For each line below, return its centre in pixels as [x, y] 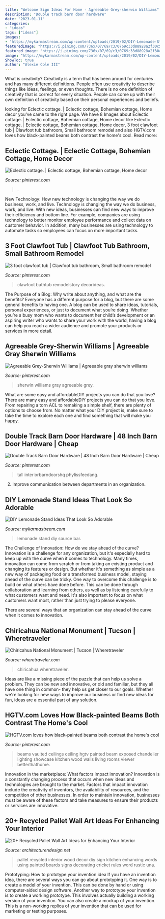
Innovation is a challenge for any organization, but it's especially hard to [78, 553]
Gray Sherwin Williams [41, 354]
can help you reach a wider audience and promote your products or [73, 325]
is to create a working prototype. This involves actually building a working [80, 895]
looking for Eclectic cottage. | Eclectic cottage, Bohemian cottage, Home [79, 109]
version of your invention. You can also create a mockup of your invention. [80, 900]
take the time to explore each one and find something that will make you [78, 415]
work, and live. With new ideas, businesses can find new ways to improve [80, 209]
